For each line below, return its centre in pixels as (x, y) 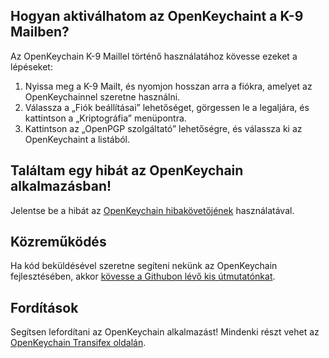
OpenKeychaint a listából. (77, 139)
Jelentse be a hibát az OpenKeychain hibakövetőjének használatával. (152, 210)
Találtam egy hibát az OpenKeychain (127, 170)
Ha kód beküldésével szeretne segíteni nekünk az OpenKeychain (144, 266)
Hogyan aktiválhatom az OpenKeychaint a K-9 (157, 16)
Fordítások (44, 307)
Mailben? (40, 32)
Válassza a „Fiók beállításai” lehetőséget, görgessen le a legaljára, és (167, 107)
